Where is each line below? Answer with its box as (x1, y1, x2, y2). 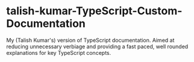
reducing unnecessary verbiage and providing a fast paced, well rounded (6, 43, 189, 50)
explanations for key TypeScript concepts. (6, 49, 111, 56)
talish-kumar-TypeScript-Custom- (6, 4, 183, 18)
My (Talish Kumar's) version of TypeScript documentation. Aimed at (6, 36, 175, 44)
